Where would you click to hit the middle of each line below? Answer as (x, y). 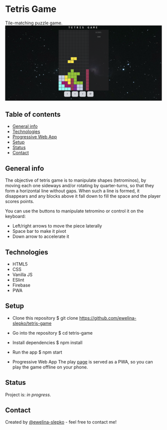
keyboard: (15, 216)
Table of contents (33, 114)
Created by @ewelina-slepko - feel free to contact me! (61, 422)
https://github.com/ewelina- (108, 318)
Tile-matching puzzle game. (34, 23)
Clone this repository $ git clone (45, 318)
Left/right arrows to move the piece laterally (57, 226)
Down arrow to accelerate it (41, 236)
